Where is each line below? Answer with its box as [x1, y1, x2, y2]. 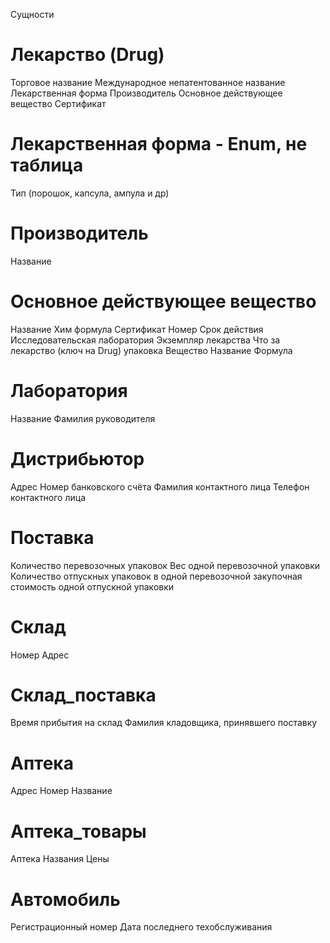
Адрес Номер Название [10, 785, 113, 797]
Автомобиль [10, 888, 121, 911]
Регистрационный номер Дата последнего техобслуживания [10, 921, 273, 933]
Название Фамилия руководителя [10, 412, 156, 424]
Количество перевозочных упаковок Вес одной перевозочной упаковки [10, 559, 321, 571]
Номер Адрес [10, 649, 70, 661]
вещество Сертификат [10, 97, 107, 109]
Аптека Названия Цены [10, 853, 110, 865]
